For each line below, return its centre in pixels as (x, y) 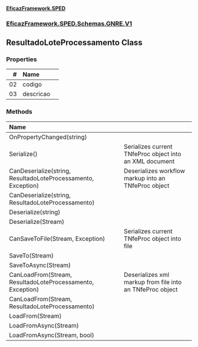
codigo (32, 84)
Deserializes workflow (154, 171)
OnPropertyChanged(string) (48, 137)
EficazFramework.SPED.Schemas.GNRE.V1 (69, 24)
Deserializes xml (146, 275)
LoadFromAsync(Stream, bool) (52, 335)
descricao (37, 94)
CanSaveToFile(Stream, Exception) (57, 239)
